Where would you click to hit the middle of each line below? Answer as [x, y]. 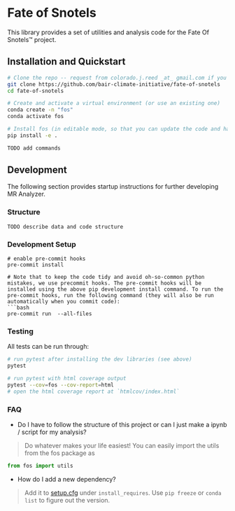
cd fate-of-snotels [36, 91]
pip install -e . [33, 135]
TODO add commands [34, 148]
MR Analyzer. [26, 194]
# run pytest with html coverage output [67, 379]
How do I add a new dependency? [67, 479]
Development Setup [42, 244]
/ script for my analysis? [52, 432]
